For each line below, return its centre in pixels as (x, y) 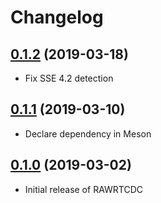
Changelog (57, 17)
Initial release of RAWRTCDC (83, 189)
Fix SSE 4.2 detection (69, 78)
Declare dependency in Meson (88, 133)
